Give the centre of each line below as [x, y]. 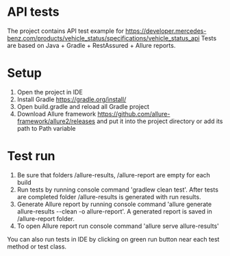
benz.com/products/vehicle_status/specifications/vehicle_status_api [103, 38]
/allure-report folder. [46, 218]
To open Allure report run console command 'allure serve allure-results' [118, 226]
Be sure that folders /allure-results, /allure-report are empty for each [114, 175]
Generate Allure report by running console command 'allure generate [114, 204]
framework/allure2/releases [56, 121]
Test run [31, 156]
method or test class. [37, 246]
